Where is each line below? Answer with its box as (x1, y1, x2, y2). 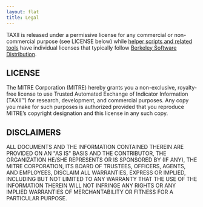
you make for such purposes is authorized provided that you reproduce (6, 103, 185, 111)
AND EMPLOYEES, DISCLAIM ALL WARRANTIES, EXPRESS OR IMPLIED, (6, 169, 186, 176)
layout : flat (6, 8, 39, 15)
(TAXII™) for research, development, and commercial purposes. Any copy (6, 97, 189, 104)
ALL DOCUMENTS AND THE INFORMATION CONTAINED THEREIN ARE (6, 143, 184, 151)
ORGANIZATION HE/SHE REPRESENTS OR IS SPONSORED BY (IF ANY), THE (6, 156, 198, 163)
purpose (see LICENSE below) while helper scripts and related (36, 38, 193, 45)
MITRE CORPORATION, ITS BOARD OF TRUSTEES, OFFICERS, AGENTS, (6, 163, 186, 170)
